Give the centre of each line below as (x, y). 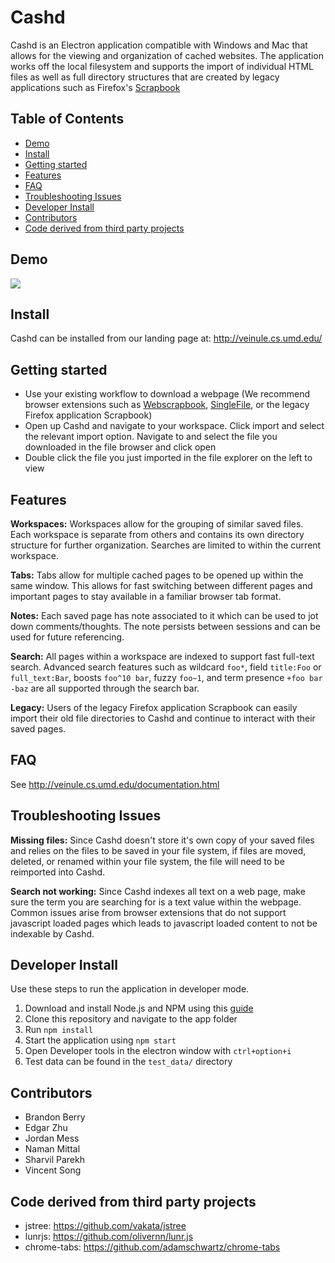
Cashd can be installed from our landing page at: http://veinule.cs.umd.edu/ (166, 338)
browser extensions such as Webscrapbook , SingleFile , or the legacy (167, 405)
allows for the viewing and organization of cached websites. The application (167, 55)
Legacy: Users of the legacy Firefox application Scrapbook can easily (154, 707)
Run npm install (59, 1030)
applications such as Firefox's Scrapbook (95, 87)
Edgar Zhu (46, 1128)
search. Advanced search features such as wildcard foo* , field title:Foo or (166, 667)
